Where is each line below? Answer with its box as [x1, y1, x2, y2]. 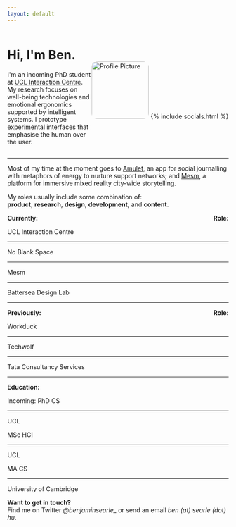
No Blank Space [7, 247, 54, 256]
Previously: [7, 308, 41, 317]
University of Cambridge [7, 484, 79, 493]
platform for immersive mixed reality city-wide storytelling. [7, 179, 177, 187]
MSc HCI [7, 430, 33, 439]
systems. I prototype [7, 115, 67, 123]
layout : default [7, 10, 55, 18]
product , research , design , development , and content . [7, 200, 169, 209]
